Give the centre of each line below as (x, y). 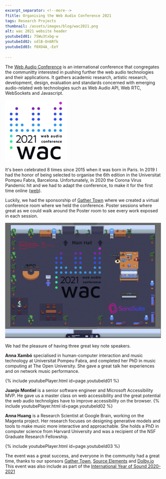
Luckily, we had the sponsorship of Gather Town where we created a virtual (82, 200)
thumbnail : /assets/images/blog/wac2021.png (52, 26)
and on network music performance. (42, 371)
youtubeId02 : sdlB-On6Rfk (32, 42)
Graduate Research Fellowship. (37, 437)
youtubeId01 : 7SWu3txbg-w (32, 37)
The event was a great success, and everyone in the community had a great (83, 456)
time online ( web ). (23, 191)
